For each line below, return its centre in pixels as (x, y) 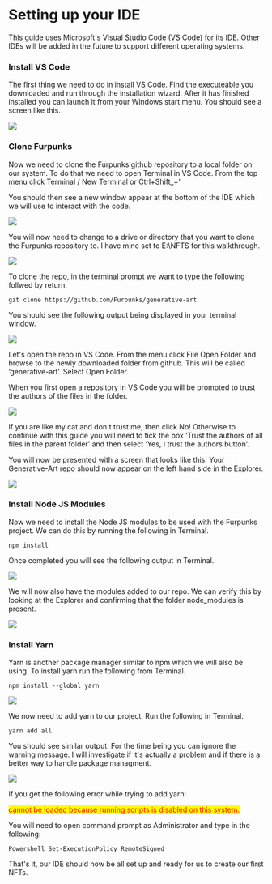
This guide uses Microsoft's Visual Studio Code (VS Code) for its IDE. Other (134, 37)
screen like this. (34, 110)
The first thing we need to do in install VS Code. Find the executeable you (131, 85)
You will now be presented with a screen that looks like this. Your (117, 459)
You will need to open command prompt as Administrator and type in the (130, 826)
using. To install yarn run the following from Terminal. (97, 671)
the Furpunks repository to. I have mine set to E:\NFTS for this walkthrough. (134, 246)
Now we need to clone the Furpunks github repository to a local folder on (130, 164)
